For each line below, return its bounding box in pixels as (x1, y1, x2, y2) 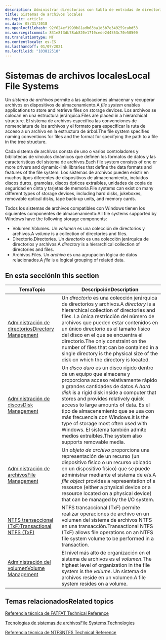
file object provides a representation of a (61, 478, 156, 485)
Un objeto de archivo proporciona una (61, 446, 150, 453)
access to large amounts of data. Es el (61, 401, 150, 408)
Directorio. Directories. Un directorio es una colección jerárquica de (12, 236, 149, 242)
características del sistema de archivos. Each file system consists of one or (5, 159, 157, 165)
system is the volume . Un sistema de (61, 568, 147, 575)
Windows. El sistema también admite (61, 426, 147, 433)
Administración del (7, 559, 51, 566)
